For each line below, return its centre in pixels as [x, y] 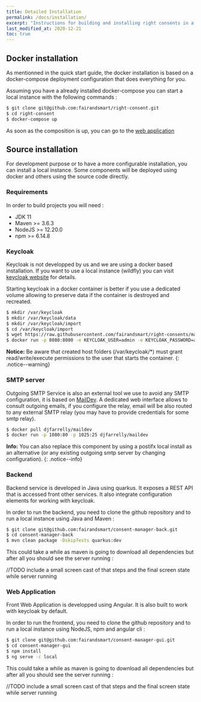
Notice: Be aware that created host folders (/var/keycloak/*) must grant [95, 352]
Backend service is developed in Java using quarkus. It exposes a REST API [100, 488]
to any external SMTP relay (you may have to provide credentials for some [98, 412]
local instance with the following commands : [62, 97]
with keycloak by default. [37, 611]
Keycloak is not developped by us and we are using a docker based [89, 264]
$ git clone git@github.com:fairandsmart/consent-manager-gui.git [91, 640]
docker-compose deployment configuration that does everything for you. [96, 79]
